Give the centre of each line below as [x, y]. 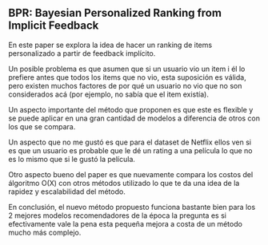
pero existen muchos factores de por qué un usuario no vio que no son [125, 85]
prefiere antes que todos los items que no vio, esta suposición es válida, [127, 77]
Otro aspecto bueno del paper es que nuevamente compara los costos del [131, 174]
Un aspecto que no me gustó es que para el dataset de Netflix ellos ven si [130, 142]
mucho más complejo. [45, 232]
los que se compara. [42, 126]
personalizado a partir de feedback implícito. [82, 53]
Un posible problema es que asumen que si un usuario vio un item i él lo [127, 69]
